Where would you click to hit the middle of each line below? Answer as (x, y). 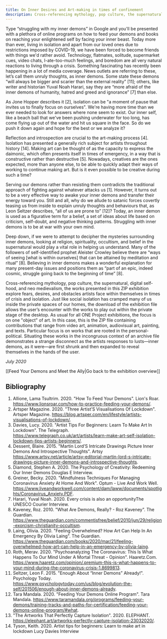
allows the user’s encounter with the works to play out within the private (79, 310)
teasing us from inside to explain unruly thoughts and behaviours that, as (80, 206)
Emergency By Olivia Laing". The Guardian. (57, 536)
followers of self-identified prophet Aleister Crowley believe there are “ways (83, 252)
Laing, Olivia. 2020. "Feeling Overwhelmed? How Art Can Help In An (83, 531)
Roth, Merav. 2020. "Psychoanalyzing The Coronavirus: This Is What (83, 552)
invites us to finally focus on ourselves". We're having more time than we (80, 107)
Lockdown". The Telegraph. (41, 430)
